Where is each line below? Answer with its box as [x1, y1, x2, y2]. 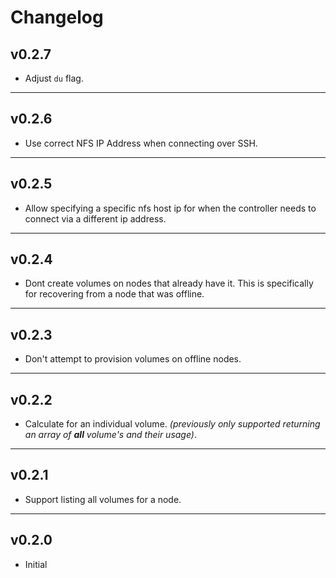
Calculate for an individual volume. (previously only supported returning [24, 418, 321, 430]
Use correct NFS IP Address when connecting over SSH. [24, 137, 258, 149]
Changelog [10, 6, 104, 29]
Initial [24, 558, 48, 570]
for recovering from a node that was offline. [24, 288, 205, 300]
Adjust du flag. [24, 72, 84, 84]
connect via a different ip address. [24, 212, 167, 225]
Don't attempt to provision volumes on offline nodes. [24, 353, 242, 365]
